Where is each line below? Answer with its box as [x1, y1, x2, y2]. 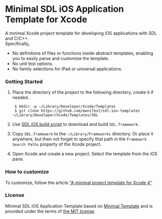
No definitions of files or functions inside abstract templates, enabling [12, 50, 154, 56]
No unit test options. [12, 61, 54, 66]
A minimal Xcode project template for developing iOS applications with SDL [5, 30, 157, 36]
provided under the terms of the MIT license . [5, 208, 96, 214]
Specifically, [5, 40, 30, 46]
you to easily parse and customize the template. [12, 55, 109, 61]
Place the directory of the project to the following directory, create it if [12, 90, 154, 95]
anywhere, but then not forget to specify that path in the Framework [12, 136, 147, 142]
